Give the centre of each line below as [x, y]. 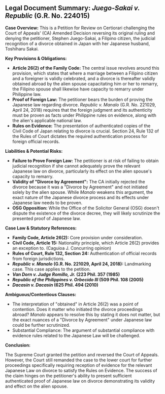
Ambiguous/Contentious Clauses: [41, 294]
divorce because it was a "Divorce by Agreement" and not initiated [80, 187]
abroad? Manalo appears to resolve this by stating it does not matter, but [86, 314]
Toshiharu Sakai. [22, 48]
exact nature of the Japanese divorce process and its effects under [81, 197]
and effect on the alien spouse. [36, 386]
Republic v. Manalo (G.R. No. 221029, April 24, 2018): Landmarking [82, 263]
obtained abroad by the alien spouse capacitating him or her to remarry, [85, 84]
